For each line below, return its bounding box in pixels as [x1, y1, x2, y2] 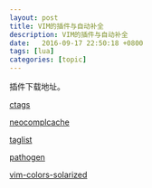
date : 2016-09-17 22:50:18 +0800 [9, 38, 144, 48]
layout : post [9, 13, 59, 23]
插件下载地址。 [9, 81, 65, 91]
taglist [9, 135, 33, 145]
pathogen [9, 152, 45, 163]
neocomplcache [9, 117, 70, 127]
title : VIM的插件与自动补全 [9, 22, 104, 31]
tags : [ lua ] [9, 47, 54, 56]
